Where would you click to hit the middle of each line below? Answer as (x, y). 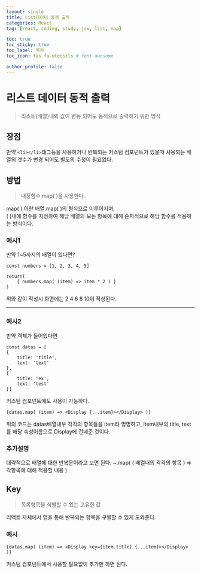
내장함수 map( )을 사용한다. (53, 196)
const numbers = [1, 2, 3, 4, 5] (48, 266)
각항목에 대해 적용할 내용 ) (37, 470)
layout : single (25, 12)
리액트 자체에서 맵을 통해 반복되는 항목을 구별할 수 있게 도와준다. (81, 517)
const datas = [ (26, 347)
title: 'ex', (33, 378)
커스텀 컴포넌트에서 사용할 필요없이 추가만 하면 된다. (67, 564)
